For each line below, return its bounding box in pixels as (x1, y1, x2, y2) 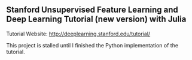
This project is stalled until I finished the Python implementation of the (6, 41, 178, 49)
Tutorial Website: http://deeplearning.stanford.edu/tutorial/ (6, 30, 151, 37)
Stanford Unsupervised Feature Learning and (6, 5, 178, 15)
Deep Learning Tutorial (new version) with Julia (6, 14, 187, 25)
